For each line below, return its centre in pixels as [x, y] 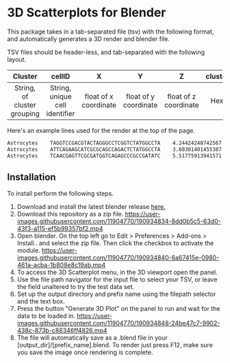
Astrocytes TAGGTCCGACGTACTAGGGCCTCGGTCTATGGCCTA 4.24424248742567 [115, 143]
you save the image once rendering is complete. [85, 352]
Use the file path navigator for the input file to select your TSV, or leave [117, 279]
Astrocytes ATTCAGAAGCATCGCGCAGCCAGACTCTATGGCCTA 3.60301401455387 [115, 149]
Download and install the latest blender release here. [91, 207]
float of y [140, 96]
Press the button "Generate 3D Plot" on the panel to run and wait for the [118, 309]
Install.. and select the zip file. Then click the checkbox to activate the [115, 243]
